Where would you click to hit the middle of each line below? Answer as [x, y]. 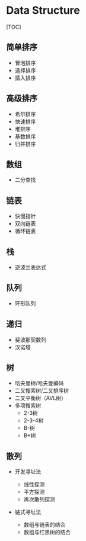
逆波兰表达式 [30, 267]
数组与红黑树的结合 [47, 532]
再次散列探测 [39, 499]
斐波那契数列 [30, 340]
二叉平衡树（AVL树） [41, 398]
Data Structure [43, 10]
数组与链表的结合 [44, 525]
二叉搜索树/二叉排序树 [42, 391]
